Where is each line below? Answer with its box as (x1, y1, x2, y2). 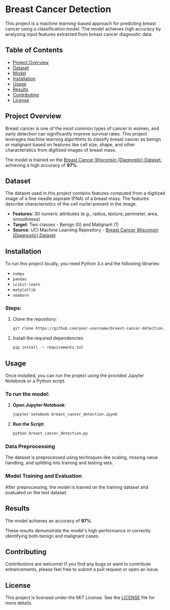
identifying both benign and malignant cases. (5, 533, 100, 539)
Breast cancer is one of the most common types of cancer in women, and (5, 125, 159, 131)
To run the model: (5, 390, 50, 397)
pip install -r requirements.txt (12, 345, 84, 350)
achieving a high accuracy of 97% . (5, 162, 79, 168)
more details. (5, 600, 33, 606)
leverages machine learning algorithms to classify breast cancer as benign (5, 136, 161, 142)
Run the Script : (12, 421, 45, 427)
